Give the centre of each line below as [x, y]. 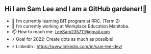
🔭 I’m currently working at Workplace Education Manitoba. [70, 26]
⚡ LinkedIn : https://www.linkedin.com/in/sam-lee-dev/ [67, 46]
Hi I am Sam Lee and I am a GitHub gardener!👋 [76, 9]
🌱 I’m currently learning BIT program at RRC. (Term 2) [66, 21]
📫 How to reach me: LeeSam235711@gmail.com [61, 31]
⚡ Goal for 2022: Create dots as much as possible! [63, 39]
